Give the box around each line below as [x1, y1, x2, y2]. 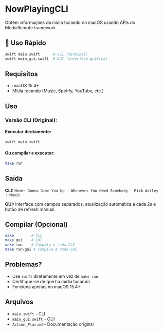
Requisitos [5, 70, 38, 78]
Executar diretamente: [5, 129, 52, 135]
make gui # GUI [5, 238, 42, 243]
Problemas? [5, 260, 42, 269]
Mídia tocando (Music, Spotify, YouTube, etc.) [12, 88, 104, 94]
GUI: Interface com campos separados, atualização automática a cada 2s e [5, 201, 156, 207]
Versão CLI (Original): [5, 117, 57, 123]
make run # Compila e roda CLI [5, 242, 75, 247]
